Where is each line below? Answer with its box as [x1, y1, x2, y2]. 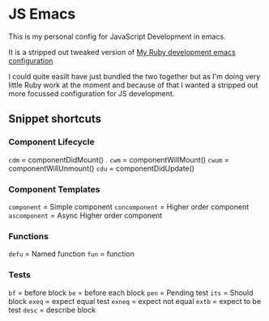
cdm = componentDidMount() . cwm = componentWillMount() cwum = [8, 154, 229, 164]
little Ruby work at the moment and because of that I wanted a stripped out [8, 80, 258, 90]
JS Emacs [8, 5, 76, 23]
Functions [8, 230, 49, 242]
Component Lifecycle [8, 137, 95, 148]
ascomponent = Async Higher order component [8, 210, 163, 220]
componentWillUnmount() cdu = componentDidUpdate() [8, 163, 195, 173]
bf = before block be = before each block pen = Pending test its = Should [8, 288, 254, 298]
